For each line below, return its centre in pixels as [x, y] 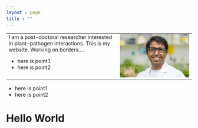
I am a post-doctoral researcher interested [60, 37]
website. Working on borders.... [46, 50]
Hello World [35, 119]
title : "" [19, 19]
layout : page [24, 12]
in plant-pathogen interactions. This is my [60, 44]
